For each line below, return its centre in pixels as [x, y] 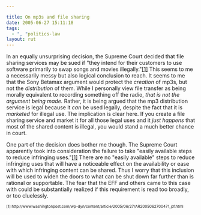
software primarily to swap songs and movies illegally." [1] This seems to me [100, 69]
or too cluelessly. [27, 196]
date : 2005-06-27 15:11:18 [40, 23]
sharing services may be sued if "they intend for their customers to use [94, 63]
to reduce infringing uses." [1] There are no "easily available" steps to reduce [100, 157]
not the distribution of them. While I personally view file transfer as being [96, 88]
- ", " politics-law [36, 34]
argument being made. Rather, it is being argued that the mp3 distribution [97, 101]
